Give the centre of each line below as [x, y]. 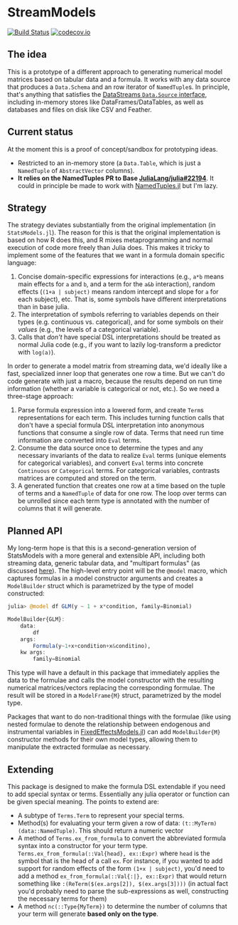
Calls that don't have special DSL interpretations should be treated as [119, 337]
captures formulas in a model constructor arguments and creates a [105, 578]
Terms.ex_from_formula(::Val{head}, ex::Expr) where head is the [114, 853]
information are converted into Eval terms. [80, 440]
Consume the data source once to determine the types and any [110, 448]
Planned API [35, 531]
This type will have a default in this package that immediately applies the [114, 673]
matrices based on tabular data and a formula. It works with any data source [119, 79]
